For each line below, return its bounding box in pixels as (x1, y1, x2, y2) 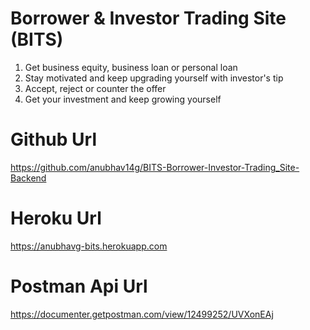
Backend (10, 172, 47, 184)
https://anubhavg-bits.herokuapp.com (10, 240, 168, 252)
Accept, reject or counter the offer (24, 82, 167, 94)
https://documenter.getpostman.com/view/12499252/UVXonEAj (10, 308, 274, 320)
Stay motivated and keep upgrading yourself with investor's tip (24, 72, 284, 84)
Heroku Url (10, 207, 102, 230)
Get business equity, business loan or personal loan (24, 61, 238, 73)
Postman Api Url (10, 275, 148, 297)
